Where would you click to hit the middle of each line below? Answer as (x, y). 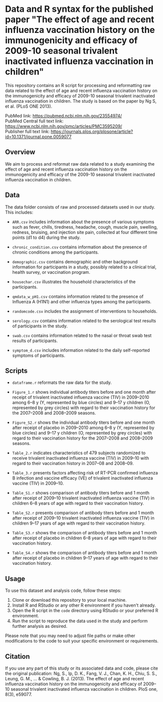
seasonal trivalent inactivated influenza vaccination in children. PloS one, (84, 689)
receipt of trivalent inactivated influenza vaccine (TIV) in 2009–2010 (81, 397)
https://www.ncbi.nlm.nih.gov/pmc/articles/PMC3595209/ (64, 126)
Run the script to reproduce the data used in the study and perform (80, 621)
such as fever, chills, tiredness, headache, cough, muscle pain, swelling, (85, 227)
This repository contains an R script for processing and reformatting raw (78, 85)
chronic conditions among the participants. (56, 252)
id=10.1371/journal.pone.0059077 (38, 137)
